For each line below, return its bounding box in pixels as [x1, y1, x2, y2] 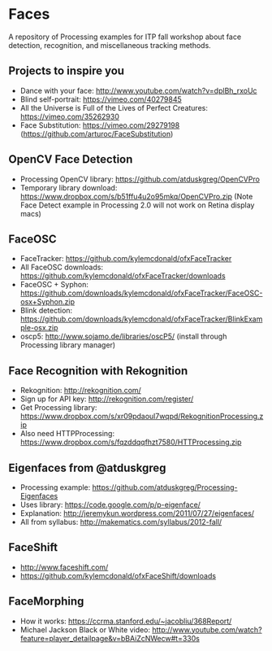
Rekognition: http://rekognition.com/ [19, 386, 142, 395]
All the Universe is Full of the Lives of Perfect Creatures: [19, 103, 209, 112]
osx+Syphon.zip [19, 297, 76, 307]
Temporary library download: [19, 182, 118, 192]
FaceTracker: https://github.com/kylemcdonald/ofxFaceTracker [19, 254, 232, 264]
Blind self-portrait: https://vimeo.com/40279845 [19, 94, 183, 104]
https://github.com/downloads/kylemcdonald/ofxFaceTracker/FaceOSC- [19, 288, 263, 298]
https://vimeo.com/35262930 [19, 111, 120, 121]
